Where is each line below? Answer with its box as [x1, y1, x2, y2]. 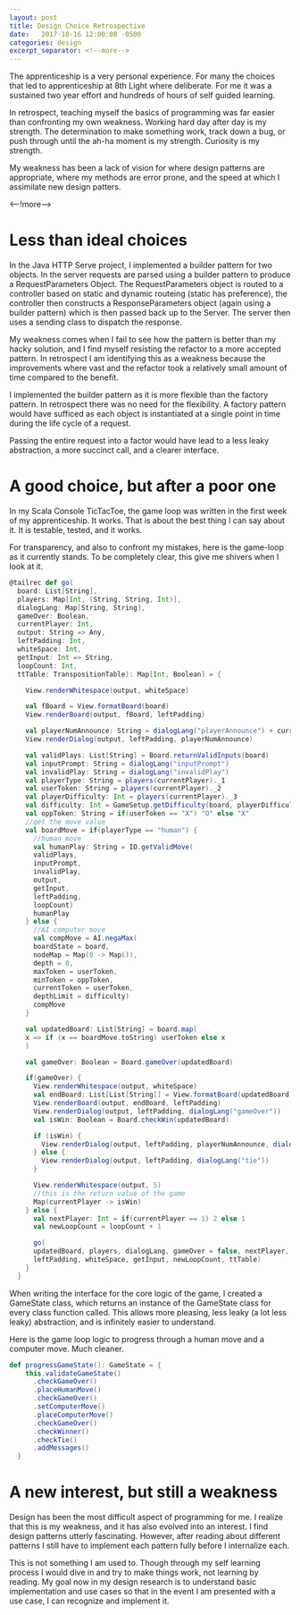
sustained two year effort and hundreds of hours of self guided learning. [9, 90, 276, 101]
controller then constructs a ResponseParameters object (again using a [9, 298, 271, 309]
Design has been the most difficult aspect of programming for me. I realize [9, 1512, 284, 1523]
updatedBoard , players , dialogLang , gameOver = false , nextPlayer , [32, 1247, 290, 1256]
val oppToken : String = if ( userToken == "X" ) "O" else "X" [25, 809, 250, 818]
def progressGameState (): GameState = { [9, 1360, 162, 1369]
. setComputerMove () [32, 1402, 105, 1411]
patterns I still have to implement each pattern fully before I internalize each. [9, 1540, 290, 1552]
